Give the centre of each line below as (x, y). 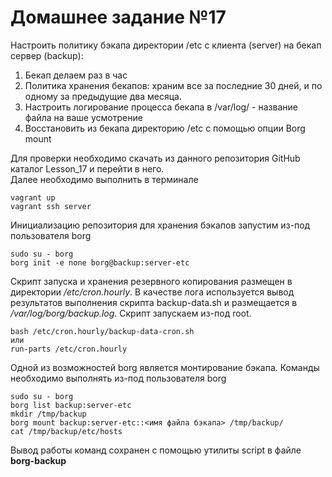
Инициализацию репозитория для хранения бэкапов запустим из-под (160, 225)
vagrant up (33, 197)
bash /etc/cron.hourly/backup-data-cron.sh (102, 331)
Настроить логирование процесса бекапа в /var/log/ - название (161, 107)
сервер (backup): (47, 55)
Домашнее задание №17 (118, 17)
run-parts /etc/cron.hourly (69, 349)
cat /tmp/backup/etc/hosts (66, 431)
